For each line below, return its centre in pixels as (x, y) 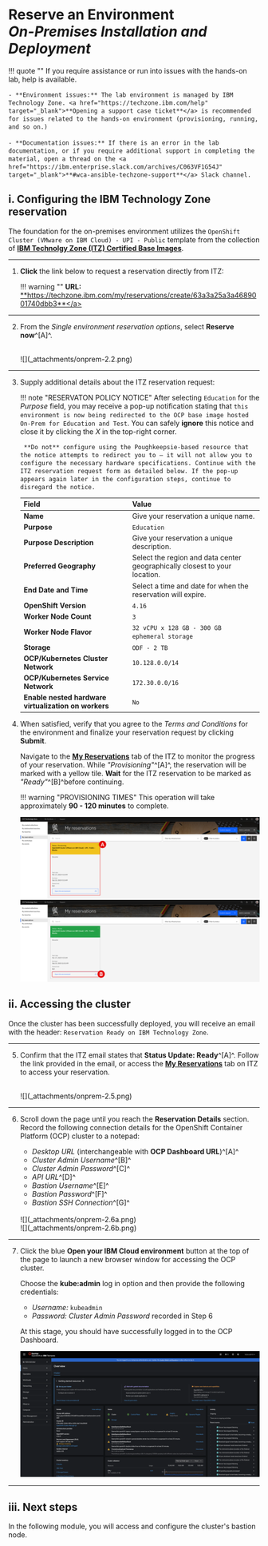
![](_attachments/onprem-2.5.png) (76, 1096)
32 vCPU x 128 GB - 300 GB (177, 628)
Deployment (50, 49)
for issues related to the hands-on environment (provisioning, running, (134, 119)
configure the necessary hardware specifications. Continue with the (138, 463)
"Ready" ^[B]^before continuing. (72, 782)
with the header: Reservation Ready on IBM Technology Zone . (108, 1032)
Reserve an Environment (91, 15)
